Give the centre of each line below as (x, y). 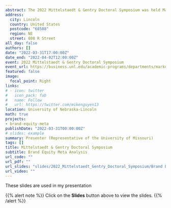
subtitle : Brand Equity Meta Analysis (46, 152)
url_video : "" (20, 171)
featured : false (22, 72)
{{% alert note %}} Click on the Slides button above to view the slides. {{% (84, 196)
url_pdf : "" (18, 162)
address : (15, 15)
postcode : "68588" (30, 29)
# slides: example (25, 133)
